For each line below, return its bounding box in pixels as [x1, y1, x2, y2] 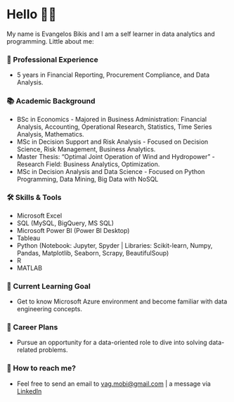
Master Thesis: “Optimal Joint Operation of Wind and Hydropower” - [16, 152, 216, 161]
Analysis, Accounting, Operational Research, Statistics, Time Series [16, 123, 212, 131]
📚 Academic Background [6, 96, 96, 106]
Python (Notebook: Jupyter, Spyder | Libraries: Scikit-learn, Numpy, [16, 241, 213, 249]
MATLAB [16, 263, 43, 272]
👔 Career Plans [6, 322, 58, 332]
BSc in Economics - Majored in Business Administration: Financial [16, 115, 207, 123]
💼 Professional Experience [6, 54, 99, 64]
